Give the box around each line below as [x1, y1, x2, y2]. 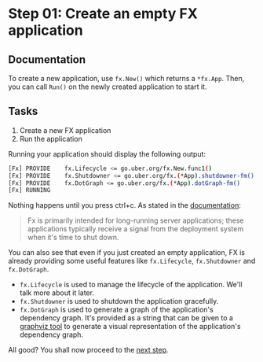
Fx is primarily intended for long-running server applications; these [27, 216, 244, 225]
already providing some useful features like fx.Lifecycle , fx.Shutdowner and [8, 257, 256, 266]
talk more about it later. [19, 288, 94, 297]
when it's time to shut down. [27, 233, 119, 242]
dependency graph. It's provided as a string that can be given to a [19, 313, 234, 323]
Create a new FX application [19, 125, 111, 135]
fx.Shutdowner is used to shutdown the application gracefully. [19, 297, 219, 306]
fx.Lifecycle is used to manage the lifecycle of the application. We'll [19, 280, 243, 290]
